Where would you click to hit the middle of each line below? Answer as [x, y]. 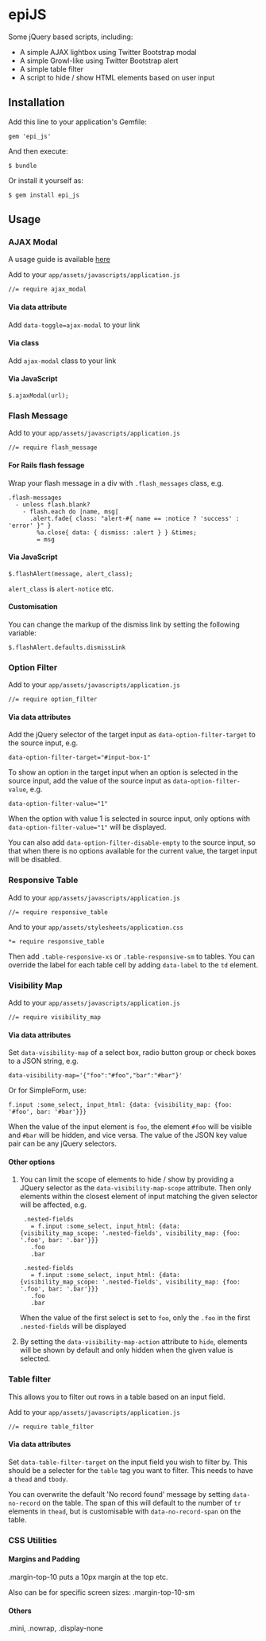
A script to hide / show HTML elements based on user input [117, 77]
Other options [32, 1162]
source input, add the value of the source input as [90, 781]
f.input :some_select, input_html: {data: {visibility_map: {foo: [120, 1105]
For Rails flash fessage [46, 465]
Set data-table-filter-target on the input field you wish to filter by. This [128, 1462]
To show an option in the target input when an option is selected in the [123, 772]
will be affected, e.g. [53, 1205]
